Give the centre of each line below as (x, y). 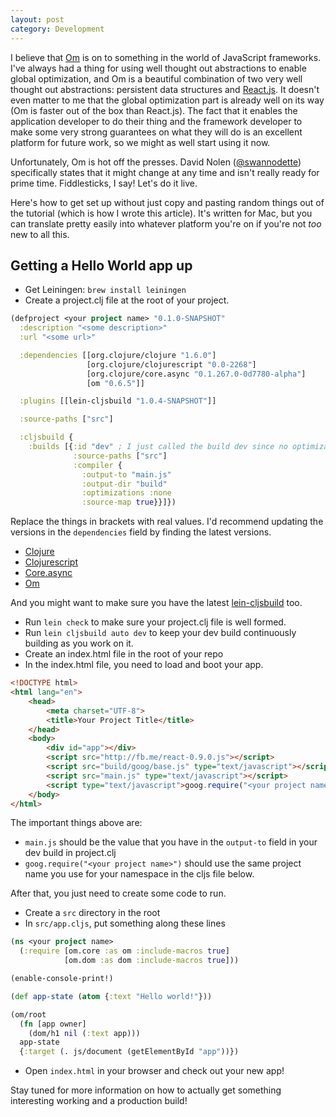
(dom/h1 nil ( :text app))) (84, 1033)
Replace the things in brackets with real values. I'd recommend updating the (167, 522)
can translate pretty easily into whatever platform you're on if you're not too (166, 223)
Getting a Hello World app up (101, 265)
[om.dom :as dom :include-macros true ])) (151, 961)
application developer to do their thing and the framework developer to (156, 121)
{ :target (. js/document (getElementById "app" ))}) (129, 1052)
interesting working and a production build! (99, 1101)
